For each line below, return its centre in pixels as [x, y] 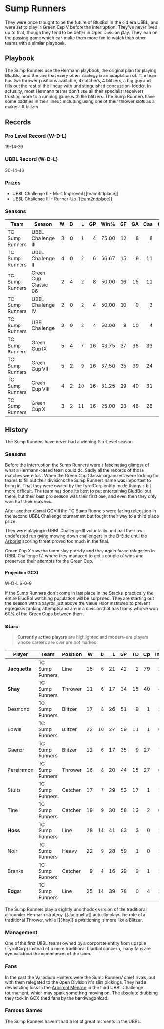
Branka [16, 871]
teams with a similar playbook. [36, 43]
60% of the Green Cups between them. [45, 614]
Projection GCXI [21, 573]
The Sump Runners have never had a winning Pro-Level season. [70, 442]
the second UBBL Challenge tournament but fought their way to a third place [82, 516]
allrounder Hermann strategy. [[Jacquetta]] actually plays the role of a [75, 914]
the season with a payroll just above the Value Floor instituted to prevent [78, 603]
